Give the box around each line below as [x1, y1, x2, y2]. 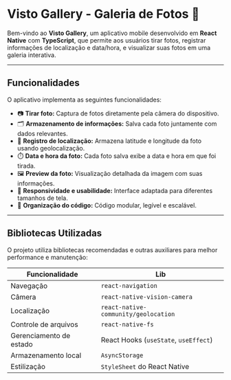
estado [10, 339, 33, 349]
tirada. [16, 161, 36, 170]
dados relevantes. [16, 129, 68, 137]
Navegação [10, 281, 48, 291]
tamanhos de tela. [16, 194, 69, 202]
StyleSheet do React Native [100, 361, 190, 371]
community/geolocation [100, 310, 175, 318]
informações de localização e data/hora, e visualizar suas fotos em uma [7, 43, 211, 52]
